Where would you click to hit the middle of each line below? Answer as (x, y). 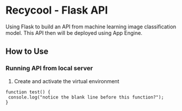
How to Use (27, 52)
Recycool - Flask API (57, 10)
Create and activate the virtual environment (67, 81)
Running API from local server (49, 68)
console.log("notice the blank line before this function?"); (86, 97)
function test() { (28, 92)
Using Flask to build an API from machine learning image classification (91, 27)
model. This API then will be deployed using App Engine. (74, 32)
